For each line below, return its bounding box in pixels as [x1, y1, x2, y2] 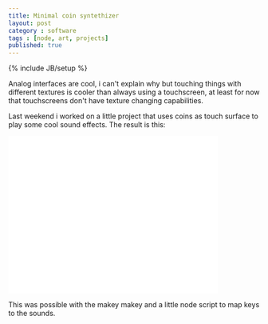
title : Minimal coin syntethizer [8, 11, 120, 20]
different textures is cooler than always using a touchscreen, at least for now [8, 87, 260, 97]
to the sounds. [8, 309, 56, 318]
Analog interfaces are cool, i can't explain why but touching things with [8, 79, 242, 89]
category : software [8, 26, 77, 34]
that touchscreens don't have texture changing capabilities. [8, 96, 203, 106]
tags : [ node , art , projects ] [8, 34, 109, 42]
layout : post [8, 19, 52, 27]
